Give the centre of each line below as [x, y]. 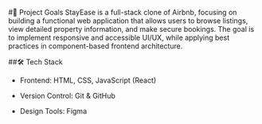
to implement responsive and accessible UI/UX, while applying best [119, 37]
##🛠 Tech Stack [35, 62]
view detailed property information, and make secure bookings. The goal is [131, 29]
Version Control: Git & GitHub [67, 96]
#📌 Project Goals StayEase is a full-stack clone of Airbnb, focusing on [123, 12]
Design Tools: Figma [53, 111]
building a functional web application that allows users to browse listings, [128, 21]
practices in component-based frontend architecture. [96, 46]
